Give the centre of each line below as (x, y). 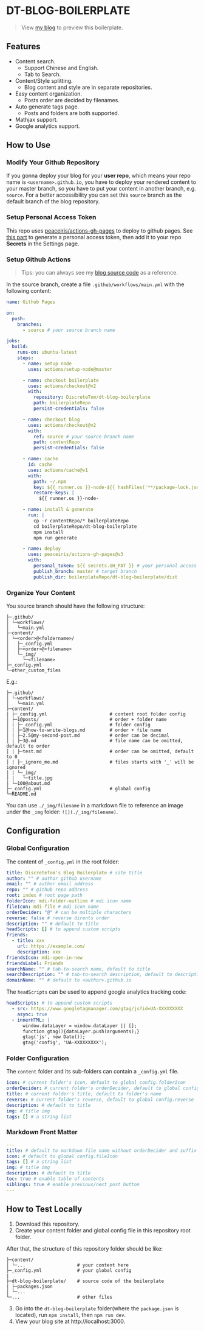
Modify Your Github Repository (53, 163)
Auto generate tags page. (47, 107)
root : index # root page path (45, 896)
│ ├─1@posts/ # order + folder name (87, 719)
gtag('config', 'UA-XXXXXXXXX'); (65, 1043)
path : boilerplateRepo (62, 403)
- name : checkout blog (51, 420)
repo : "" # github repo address (47, 890)
